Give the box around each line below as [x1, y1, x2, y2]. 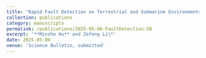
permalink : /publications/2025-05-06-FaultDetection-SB [6, 25, 152, 32]
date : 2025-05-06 [6, 37, 51, 43]
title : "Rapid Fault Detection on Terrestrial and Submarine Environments [6, 8, 202, 15]
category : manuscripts [6, 20, 64, 26]
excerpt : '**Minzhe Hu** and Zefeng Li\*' [6, 31, 116, 37]
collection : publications [6, 14, 72, 21]
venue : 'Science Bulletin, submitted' [6, 43, 105, 49]
